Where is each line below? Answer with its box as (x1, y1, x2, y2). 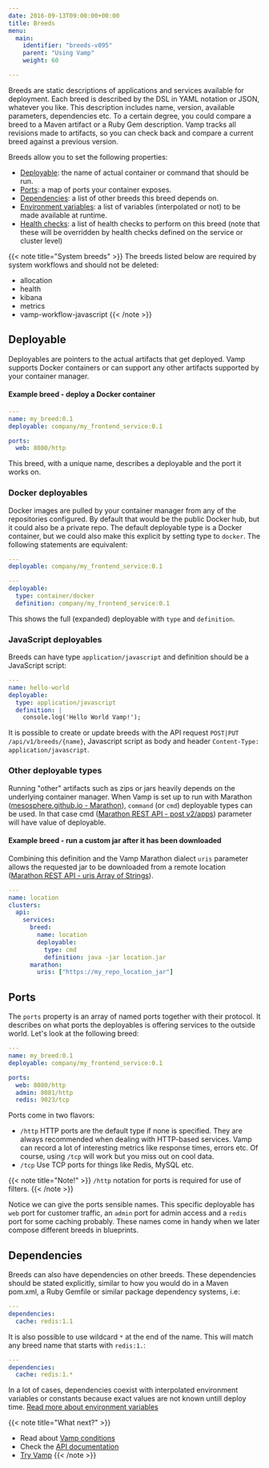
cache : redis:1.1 (15, 1317, 74, 1325)
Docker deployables (8, 487, 88, 498)
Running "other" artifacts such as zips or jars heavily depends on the (8, 783, 235, 793)
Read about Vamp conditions (19, 1434, 116, 1443)
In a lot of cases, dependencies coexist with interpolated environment (8, 1385, 239, 1395)
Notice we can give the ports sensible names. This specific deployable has (8, 1200, 255, 1210)
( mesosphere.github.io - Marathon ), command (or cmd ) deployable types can (8, 800, 253, 810)
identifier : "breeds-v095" (22, 42, 113, 50)
